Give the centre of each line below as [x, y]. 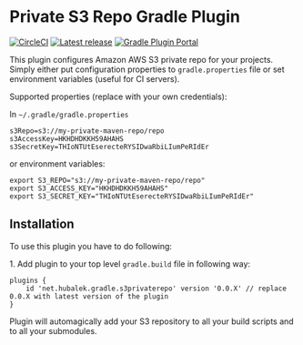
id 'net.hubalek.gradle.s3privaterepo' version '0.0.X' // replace [156, 289]
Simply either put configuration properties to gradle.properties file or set [147, 69]
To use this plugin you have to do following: [91, 246]
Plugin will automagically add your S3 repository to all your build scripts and [151, 321]
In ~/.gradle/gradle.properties [69, 114]
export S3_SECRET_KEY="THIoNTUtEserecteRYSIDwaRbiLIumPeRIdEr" [132, 196]
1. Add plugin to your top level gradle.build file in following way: [130, 264]
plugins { [28, 280]
